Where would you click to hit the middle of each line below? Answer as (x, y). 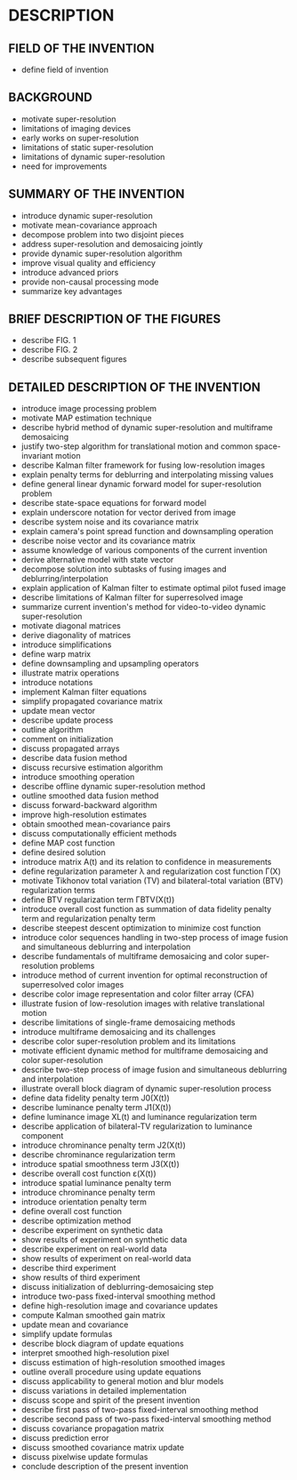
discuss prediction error (65, 1438)
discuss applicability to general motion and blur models (122, 1381)
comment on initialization (67, 740)
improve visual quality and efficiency (88, 262)
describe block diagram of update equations (102, 1344)
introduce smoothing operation (78, 777)
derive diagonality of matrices (76, 636)
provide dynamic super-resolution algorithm (102, 253)
